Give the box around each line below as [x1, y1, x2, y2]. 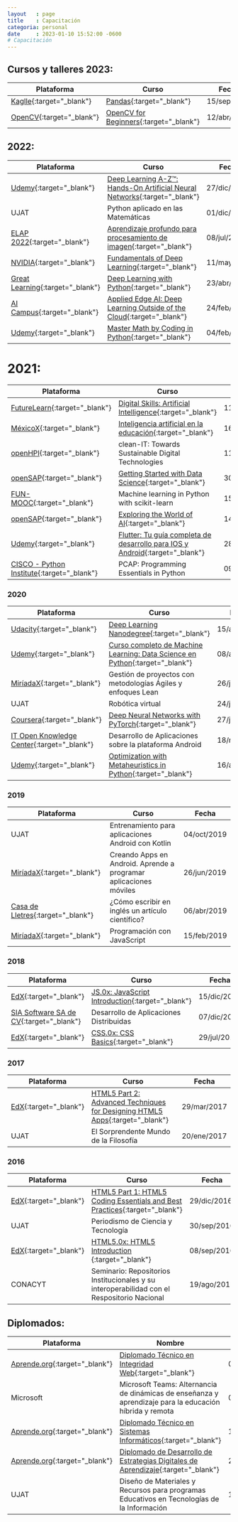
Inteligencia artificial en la [118, 419, 203, 429]
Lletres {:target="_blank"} [11, 911, 94, 921]
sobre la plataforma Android [108, 739, 202, 749]
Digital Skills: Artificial [118, 398, 191, 408]
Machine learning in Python [118, 488, 210, 498]
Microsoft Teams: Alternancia [119, 1379, 217, 1389]
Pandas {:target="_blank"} [106, 96, 191, 106]
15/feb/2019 [183, 931, 227, 940]
